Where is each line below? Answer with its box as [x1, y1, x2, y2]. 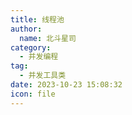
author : [10, 24, 43, 34]
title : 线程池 [10, 14, 65, 25]
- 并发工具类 [19, 71, 67, 81]
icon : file [10, 89, 56, 99]
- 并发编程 [19, 52, 59, 62]
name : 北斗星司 [19, 33, 77, 43]
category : [10, 42, 52, 53]
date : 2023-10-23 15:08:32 [10, 80, 123, 90]
